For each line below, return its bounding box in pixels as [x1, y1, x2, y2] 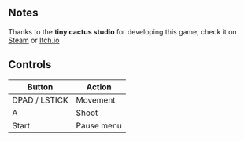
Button [27, 81, 54, 92]
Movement [76, 94, 116, 105]
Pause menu [76, 120, 122, 131]
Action [86, 81, 112, 92]
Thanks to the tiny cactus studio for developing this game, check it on [8, 27, 238, 36]
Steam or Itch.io [8, 35, 60, 45]
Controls [8, 58, 52, 71]
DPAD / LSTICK [12, 94, 68, 105]
